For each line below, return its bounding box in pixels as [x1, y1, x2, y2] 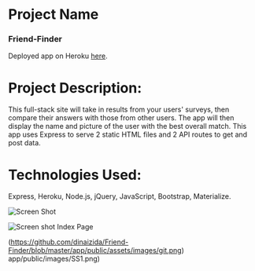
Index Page [57, 222, 94, 232]
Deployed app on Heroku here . [8, 51, 108, 60]
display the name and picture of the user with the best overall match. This [8, 122, 247, 131]
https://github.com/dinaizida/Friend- [10, 237, 129, 247]
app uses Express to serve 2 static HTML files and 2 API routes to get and [8, 130, 248, 139]
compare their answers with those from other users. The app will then [8, 113, 235, 123]
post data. [8, 138, 41, 148]
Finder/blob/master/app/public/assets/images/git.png [8, 246, 183, 255]
